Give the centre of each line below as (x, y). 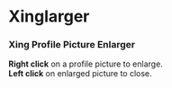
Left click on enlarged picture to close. (80, 74)
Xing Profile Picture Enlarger (72, 45)
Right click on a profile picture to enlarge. (86, 64)
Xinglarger (49, 17)
